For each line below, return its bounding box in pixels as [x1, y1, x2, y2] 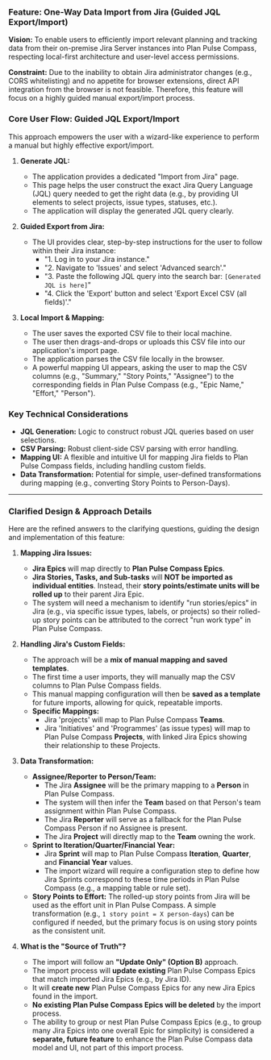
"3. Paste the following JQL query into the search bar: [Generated [44, 271, 261, 281]
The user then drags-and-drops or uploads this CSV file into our [31, 337, 246, 347]
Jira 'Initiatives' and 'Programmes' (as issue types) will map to [44, 724, 251, 734]
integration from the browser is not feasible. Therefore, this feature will [8, 85, 244, 94]
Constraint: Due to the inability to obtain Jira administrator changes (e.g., [8, 68, 252, 77]
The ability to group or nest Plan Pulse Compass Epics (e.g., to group [31, 1017, 262, 1027]
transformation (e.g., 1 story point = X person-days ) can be [31, 909, 235, 919]
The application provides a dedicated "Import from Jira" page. [31, 172, 240, 181]
